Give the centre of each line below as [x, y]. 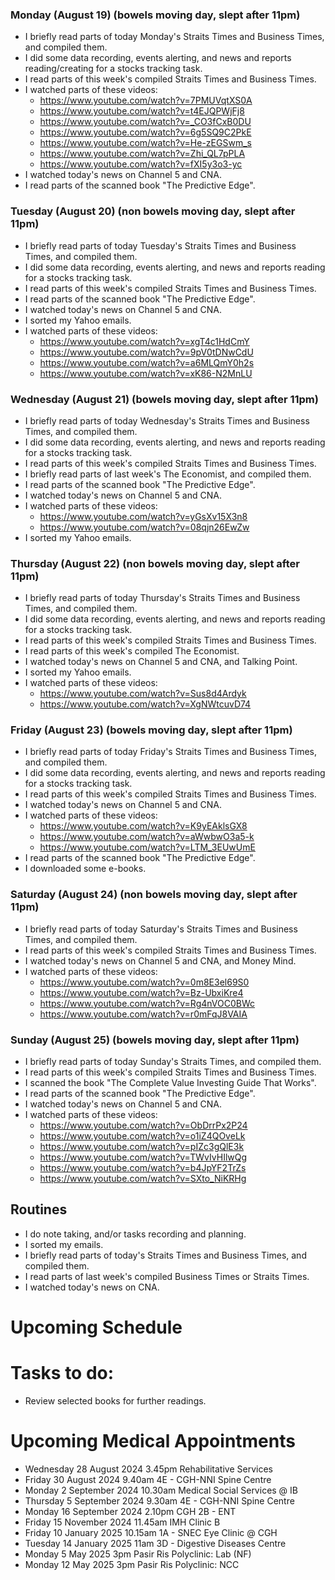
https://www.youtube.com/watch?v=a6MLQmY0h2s [147, 362]
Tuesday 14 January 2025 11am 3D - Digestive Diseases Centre [155, 1543]
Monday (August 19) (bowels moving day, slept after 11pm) [155, 15]
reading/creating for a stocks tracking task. [113, 69]
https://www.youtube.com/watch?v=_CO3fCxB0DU [145, 122]
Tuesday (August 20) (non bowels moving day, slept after [153, 211]
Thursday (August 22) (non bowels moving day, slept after [155, 563]
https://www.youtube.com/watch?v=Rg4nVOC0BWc [147, 1003]
